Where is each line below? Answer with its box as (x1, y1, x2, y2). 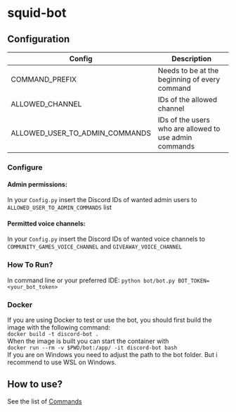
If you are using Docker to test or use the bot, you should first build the (7, 316, 212, 324)
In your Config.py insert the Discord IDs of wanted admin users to (7, 196, 197, 204)
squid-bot (7, 5, 67, 21)
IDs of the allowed (157, 95, 218, 104)
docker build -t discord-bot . (7, 330, 99, 337)
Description (171, 54, 212, 63)
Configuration (7, 33, 70, 45)
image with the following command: (7, 323, 111, 332)
